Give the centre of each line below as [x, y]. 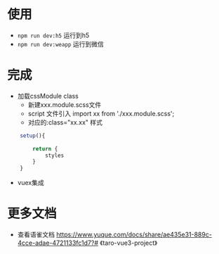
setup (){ [33, 135]
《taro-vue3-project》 [128, 243]
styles [54, 155]
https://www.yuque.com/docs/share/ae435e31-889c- [134, 235]
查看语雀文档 [36, 235]
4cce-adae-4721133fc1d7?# [58, 243]
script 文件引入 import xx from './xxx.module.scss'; [101, 113]
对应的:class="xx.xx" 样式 [65, 122]
